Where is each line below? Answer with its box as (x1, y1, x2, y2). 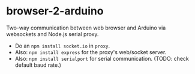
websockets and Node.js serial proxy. (6, 30, 99, 37)
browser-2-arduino (6, 4, 104, 18)
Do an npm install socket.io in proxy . (14, 42, 110, 49)
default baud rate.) (14, 61, 61, 69)
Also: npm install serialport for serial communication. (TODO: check (14, 55, 189, 62)
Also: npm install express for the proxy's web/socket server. (14, 48, 167, 55)
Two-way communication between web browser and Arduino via (6, 24, 166, 31)
